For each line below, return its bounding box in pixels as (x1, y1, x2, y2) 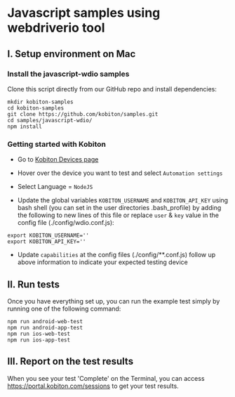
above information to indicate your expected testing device (17, 258, 188, 266)
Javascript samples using (7, 5, 161, 21)
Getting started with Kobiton (7, 139, 107, 149)
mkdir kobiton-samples (7, 98, 74, 105)
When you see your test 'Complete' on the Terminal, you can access (7, 374, 205, 382)
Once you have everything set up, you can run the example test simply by (7, 297, 220, 305)
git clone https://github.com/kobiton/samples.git (7, 110, 159, 117)
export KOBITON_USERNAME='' (7, 232, 90, 240)
